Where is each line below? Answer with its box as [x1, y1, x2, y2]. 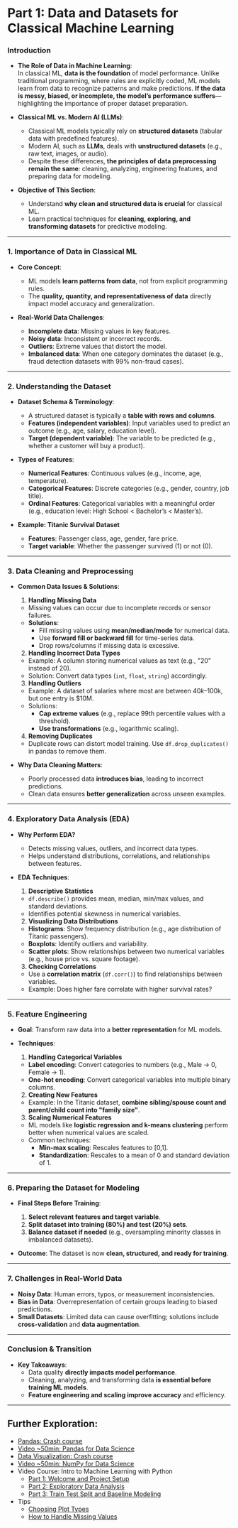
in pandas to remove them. [28, 747, 107, 756]
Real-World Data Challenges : [17, 313, 105, 321]
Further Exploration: [7, 1418, 98, 1430]
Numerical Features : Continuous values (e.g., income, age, [28, 469, 202, 477]
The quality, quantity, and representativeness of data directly [28, 291, 212, 300]
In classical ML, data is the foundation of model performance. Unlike [17, 69, 220, 77]
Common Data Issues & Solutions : [17, 583, 120, 591]
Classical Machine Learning [7, 20, 175, 36]
